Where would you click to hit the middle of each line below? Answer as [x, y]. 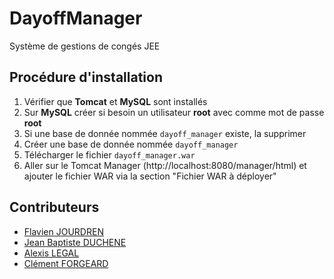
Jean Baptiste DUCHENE [75, 242]
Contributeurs [54, 207]
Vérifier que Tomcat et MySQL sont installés [115, 101]
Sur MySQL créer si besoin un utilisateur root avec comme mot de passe [174, 112]
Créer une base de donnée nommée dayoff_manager [131, 144]
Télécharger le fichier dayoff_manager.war [109, 154]
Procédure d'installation [86, 77]
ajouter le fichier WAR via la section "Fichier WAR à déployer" [150, 176]
